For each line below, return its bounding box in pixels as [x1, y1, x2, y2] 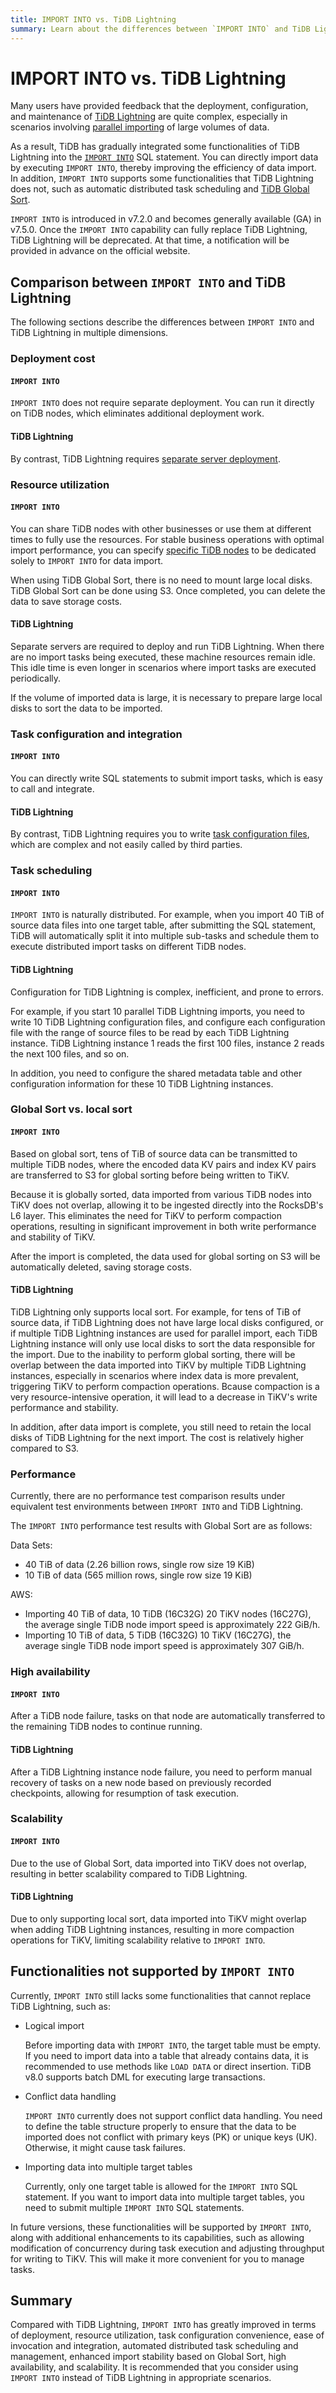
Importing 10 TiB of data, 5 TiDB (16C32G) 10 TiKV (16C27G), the [24, 1629, 292, 1641]
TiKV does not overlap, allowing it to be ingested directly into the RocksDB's [10, 1199, 324, 1211]
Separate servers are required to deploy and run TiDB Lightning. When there [10, 640, 325, 652]
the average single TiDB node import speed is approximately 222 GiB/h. [24, 1619, 321, 1631]
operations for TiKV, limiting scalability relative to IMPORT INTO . [10, 1934, 266, 1946]
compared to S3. [10, 1442, 80, 1454]
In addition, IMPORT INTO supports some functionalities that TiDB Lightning [10, 172, 314, 185]
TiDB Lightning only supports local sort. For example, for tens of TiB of [10, 1306, 302, 1318]
